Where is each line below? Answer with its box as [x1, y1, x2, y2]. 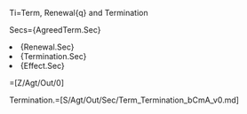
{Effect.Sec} [20, 61, 65, 71]
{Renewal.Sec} [20, 42, 75, 52]
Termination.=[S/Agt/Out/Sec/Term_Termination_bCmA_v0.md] [9, 95, 240, 105]
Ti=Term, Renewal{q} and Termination [9, 8, 148, 18]
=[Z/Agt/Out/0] [9, 78, 65, 87]
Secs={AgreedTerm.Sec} [9, 25, 101, 34]
